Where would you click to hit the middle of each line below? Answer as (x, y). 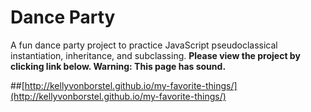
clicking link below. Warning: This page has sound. (118, 66)
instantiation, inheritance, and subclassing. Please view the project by (155, 55)
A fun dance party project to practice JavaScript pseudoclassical (144, 45)
